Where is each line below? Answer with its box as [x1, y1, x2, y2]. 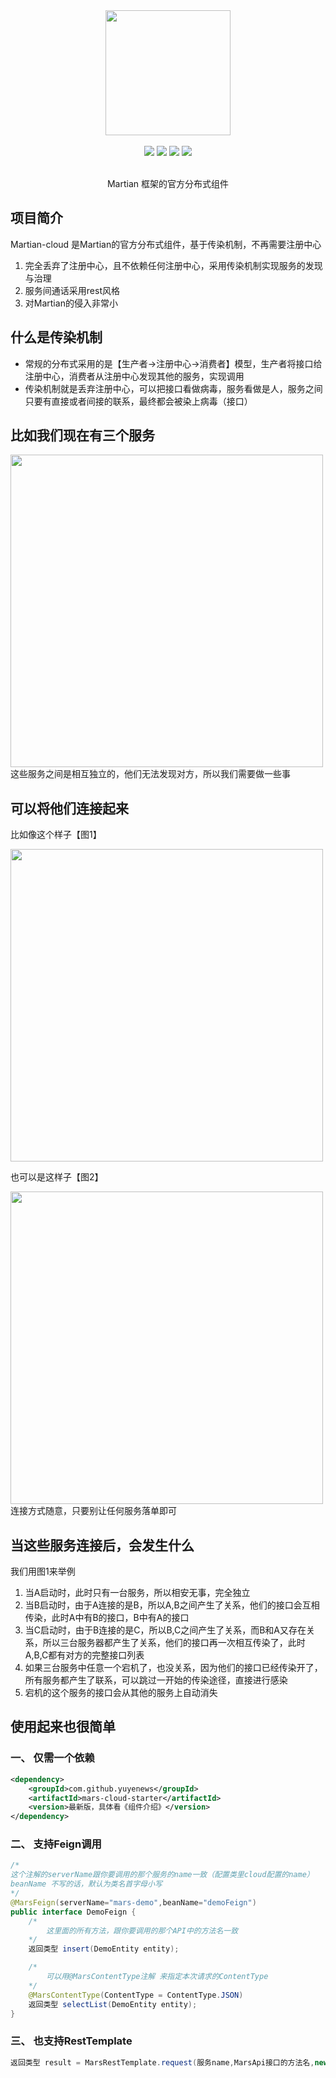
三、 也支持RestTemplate [10, 2034, 133, 2048]
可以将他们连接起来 [10, 800, 129, 817]
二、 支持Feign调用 [10, 1837, 102, 1851]
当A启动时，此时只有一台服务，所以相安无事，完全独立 [24, 1587, 251, 1599]
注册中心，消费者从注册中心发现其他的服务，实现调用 [24, 370, 245, 382]
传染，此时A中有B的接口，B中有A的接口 [24, 1612, 190, 1624]
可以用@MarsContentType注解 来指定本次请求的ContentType [46, 1972, 269, 1982]
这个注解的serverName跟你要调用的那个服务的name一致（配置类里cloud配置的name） [10, 1870, 315, 1880]
